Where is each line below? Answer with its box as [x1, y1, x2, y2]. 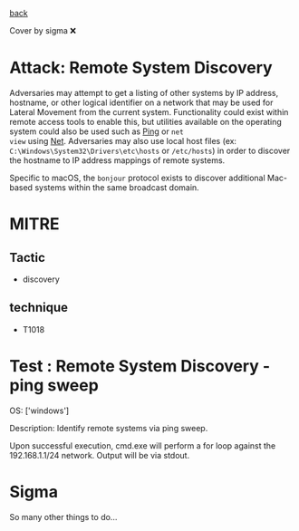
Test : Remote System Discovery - [9, 355, 271, 376]
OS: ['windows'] [9, 405, 70, 416]
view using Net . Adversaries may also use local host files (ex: [9, 135, 237, 146]
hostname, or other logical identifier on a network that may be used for [9, 97, 274, 108]
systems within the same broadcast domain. [34, 181, 199, 193]
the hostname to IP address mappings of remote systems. [9, 154, 226, 166]
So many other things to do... [9, 511, 118, 522]
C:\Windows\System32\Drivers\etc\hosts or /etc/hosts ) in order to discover [9, 145, 291, 156]
